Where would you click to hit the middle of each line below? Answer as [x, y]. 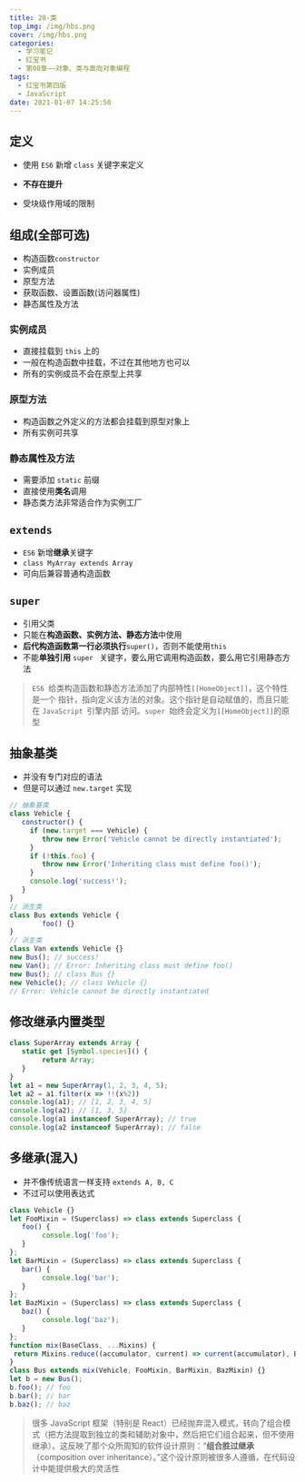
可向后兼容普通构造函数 [66, 573]
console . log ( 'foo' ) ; [81, 1236]
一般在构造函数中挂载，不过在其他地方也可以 [106, 362]
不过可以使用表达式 [59, 1193]
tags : [20, 77]
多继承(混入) [44, 1158]
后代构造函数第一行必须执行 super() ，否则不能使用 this [124, 646]
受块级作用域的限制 [59, 203]
